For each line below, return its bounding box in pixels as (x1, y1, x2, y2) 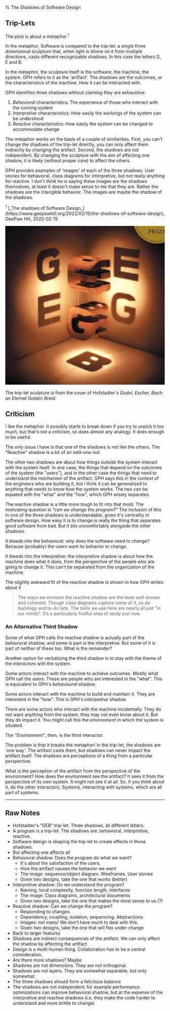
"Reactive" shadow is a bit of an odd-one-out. (5, 449, 101, 455)
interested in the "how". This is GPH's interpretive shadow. (5, 696, 127, 702)
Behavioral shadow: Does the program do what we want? (12, 854, 132, 860)
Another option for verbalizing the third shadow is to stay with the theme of (5, 655, 162, 661)
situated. (5, 722, 24, 729)
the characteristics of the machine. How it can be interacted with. (5, 80, 142, 86)
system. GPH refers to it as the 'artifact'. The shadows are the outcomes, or (5, 74, 163, 81)
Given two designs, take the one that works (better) (20, 876, 127, 882)
